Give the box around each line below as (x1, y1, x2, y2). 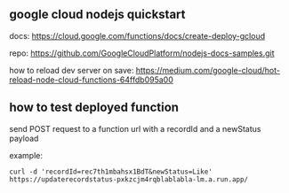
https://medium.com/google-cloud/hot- (135, 65, 280, 75)
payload (9, 133, 39, 143)
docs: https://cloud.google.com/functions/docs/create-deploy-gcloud (9, 30, 265, 41)
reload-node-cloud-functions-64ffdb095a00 (9, 74, 173, 85)
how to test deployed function (9, 100, 180, 115)
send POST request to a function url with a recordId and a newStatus (9, 123, 261, 134)
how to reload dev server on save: (9, 65, 134, 75)
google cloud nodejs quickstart (9, 7, 186, 22)
